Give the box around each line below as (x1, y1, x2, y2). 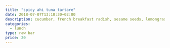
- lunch (10, 26, 26, 31)
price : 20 (5, 35, 26, 40)
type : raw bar (5, 30, 35, 35)
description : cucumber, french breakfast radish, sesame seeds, (5, 16, 144, 21)
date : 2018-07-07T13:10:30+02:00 (5, 12, 76, 17)
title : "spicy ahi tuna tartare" (5, 7, 76, 12)
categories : (5, 21, 30, 26)
